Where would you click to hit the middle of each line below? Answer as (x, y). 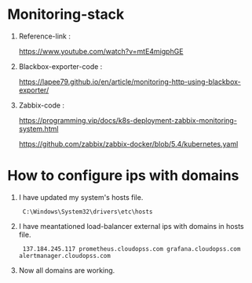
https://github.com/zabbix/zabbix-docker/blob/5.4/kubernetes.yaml (128, 143)
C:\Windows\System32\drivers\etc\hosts (88, 212)
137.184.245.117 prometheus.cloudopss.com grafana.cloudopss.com (131, 249)
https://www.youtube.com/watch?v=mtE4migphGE (101, 51)
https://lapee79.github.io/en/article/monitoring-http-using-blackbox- (130, 82)
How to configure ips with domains (123, 176)
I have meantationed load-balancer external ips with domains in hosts (131, 226)
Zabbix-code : (41, 105)
